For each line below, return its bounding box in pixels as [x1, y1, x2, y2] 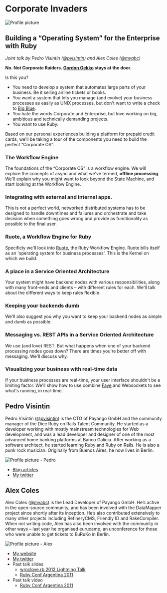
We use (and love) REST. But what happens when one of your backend [5, 342, 151, 348]
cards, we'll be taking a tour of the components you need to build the [5, 136, 147, 142]
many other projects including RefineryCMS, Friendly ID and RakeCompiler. [5, 515, 160, 522]
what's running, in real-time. [5, 387, 63, 393]
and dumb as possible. [5, 319, 52, 325]
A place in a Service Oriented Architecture [5, 268, 110, 275]
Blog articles [12, 466, 38, 472]
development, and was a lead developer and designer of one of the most [5, 431, 155, 437]
